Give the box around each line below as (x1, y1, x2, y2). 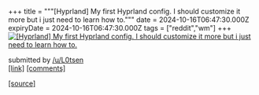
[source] (8, 79, 36, 88)
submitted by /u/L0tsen (8, 55, 84, 64)
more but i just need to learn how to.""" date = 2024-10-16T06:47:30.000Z (8, 15, 250, 24)
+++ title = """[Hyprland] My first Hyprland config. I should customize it (8, 7, 241, 16)
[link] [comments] (8, 64, 66, 73)
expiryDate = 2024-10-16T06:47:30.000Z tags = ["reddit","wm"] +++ (8, 24, 232, 32)
